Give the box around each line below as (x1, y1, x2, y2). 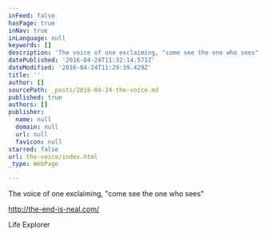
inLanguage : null (8, 34, 66, 42)
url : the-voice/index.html (8, 152, 98, 160)
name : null (15, 116, 52, 124)
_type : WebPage (8, 160, 59, 168)
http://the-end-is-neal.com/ (8, 204, 100, 214)
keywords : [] (8, 41, 52, 49)
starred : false (8, 145, 59, 153)
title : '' (8, 71, 42, 79)
